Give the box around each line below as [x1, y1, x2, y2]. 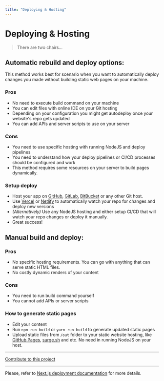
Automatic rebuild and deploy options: [5, 58, 124, 66]
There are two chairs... [17, 44, 63, 50]
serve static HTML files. [12, 264, 60, 270]
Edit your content [12, 321, 47, 327]
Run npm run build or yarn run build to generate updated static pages [12, 326, 155, 332]
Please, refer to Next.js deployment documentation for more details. [5, 370, 142, 376]
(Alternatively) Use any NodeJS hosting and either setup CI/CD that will [12, 209, 156, 215]
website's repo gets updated [12, 115, 70, 121]
